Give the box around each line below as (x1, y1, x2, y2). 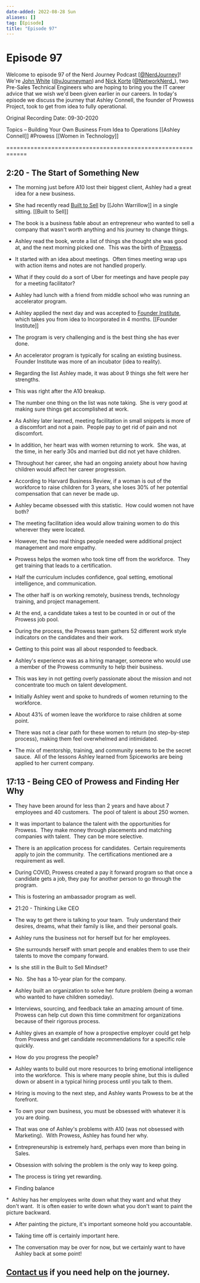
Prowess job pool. (14, 616, 60, 623)
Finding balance (14, 1184, 55, 1191)
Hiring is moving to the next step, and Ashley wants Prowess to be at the (14, 1089, 193, 1096)
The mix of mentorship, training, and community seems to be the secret (14, 747, 192, 754)
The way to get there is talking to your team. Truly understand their (14, 916, 181, 923)
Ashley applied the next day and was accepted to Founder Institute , (14, 310, 181, 316)
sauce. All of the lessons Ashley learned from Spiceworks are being (14, 753, 183, 760)
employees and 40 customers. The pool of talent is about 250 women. (14, 808, 190, 815)
